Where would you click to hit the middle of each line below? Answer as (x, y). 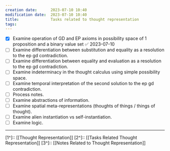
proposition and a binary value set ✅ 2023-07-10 (63, 44)
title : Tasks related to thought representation (72, 19)
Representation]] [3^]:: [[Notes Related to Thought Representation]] (75, 143)
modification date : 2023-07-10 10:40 (46, 15)
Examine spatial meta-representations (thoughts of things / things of (84, 106)
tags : (11, 24)
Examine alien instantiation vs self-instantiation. (62, 117)
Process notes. (28, 94)
